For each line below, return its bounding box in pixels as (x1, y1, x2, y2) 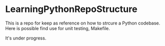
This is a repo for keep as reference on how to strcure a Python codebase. (5, 20, 160, 26)
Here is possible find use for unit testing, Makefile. (5, 25, 110, 31)
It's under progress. (5, 35, 47, 41)
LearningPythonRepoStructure (5, 3, 138, 15)
